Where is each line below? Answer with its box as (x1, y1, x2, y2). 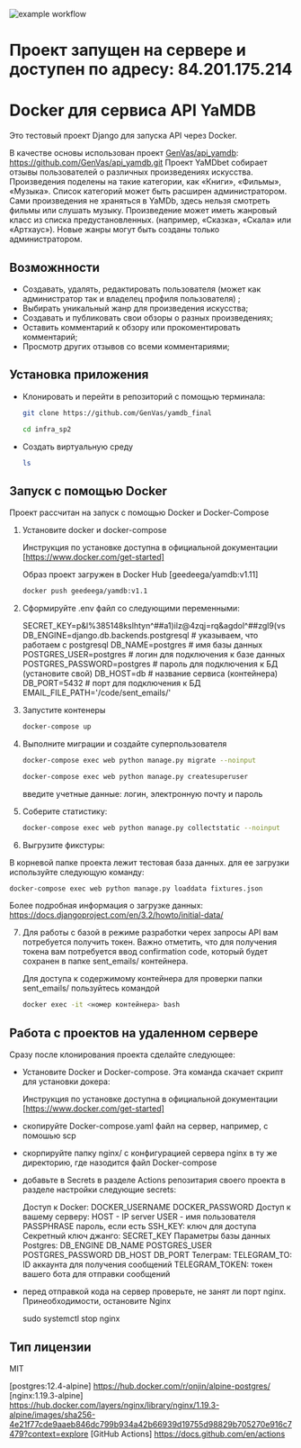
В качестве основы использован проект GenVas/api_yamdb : (9, 148, 239, 158)
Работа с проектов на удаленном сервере (9, 1025, 259, 1040)
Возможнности (9, 259, 101, 275)
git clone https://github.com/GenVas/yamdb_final (22, 408, 213, 418)
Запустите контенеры (22, 705, 106, 716)
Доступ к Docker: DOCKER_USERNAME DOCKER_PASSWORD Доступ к (22, 1202, 291, 1213)
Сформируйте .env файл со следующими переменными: (22, 603, 240, 614)
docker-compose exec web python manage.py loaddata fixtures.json (9, 883, 263, 893)
